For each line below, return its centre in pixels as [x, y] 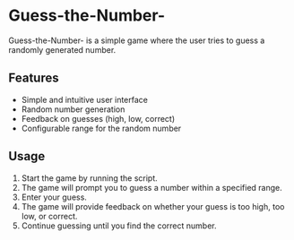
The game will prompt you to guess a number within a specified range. [152, 187]
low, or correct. [49, 216]
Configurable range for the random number [101, 128]
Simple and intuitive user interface [85, 99]
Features [34, 78]
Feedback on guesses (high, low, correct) [98, 118]
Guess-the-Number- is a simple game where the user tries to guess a [137, 40]
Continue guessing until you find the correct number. [119, 226]
